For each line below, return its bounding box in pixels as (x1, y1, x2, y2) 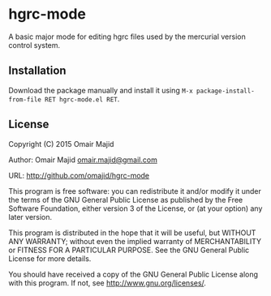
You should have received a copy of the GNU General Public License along (8, 269, 258, 279)
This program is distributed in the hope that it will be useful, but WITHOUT (8, 228, 256, 238)
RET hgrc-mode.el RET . (44, 94, 120, 104)
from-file (8, 95, 42, 104)
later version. (8, 212, 53, 221)
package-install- (196, 87, 256, 95)
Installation (8, 64, 67, 78)
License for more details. (8, 253, 92, 264)
